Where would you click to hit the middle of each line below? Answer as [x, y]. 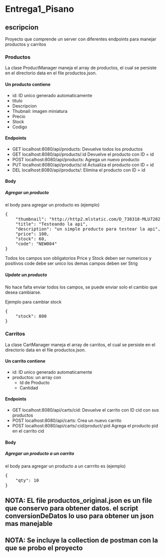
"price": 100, [32, 234]
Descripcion [24, 106]
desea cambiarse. [23, 292]
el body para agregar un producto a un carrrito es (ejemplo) [66, 466]
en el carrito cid [28, 431]
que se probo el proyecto [44, 548]
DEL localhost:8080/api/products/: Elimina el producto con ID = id [79, 170]
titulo [17, 101]
